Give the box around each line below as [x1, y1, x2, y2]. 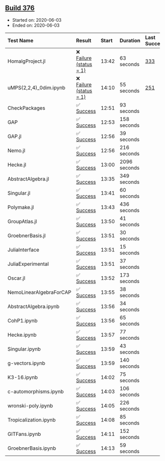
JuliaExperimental [7, 260, 49, 267]
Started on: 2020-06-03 [12, 17, 62, 23]
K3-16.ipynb [7, 374, 38, 381]
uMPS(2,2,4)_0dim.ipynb [7, 84, 65, 91]
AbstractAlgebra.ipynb [7, 303, 60, 310]
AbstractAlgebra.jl [7, 175, 49, 182]
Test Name [7, 37, 33, 44]
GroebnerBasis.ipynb [7, 445, 56, 452]
